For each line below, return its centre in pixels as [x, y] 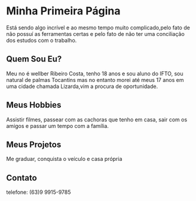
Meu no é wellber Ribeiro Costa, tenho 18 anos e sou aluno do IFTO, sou [95, 74]
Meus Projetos [34, 144]
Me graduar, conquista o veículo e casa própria [64, 159]
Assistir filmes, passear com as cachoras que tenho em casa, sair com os [97, 119]
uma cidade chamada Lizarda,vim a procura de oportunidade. [82, 86]
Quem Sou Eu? [34, 59]
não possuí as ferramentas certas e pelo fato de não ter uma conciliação [96, 33]
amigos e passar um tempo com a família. [58, 126]
